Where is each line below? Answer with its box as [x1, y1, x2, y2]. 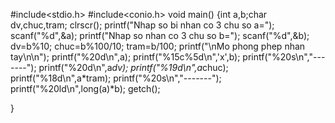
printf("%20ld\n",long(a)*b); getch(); [10, 83, 161, 94]
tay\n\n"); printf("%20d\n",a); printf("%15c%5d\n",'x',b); [10, 51, 241, 63]
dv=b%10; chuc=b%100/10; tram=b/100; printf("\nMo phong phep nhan [10, 40, 306, 52]
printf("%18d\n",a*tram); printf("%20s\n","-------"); [10, 72, 222, 84]
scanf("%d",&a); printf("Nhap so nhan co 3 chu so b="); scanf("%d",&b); [10, 30, 310, 41]
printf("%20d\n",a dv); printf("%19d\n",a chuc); [38, 62, 229, 73]
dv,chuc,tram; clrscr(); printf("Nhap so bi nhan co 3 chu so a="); [10, 19, 275, 31]
